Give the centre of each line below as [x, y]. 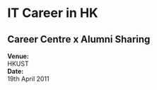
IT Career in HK [53, 13]
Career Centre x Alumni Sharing [79, 39]
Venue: [18, 56]
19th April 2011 [28, 79]
